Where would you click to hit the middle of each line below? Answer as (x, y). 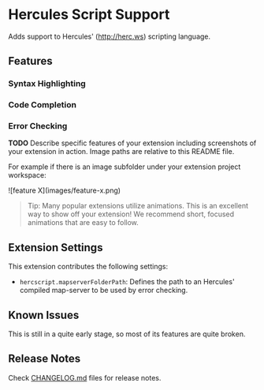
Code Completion (43, 105)
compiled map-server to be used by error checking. (104, 291)
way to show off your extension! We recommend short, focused (131, 214)
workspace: (27, 175)
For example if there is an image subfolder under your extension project (125, 167)
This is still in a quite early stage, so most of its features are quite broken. (127, 334)
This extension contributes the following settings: (88, 267)
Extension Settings (56, 247)
